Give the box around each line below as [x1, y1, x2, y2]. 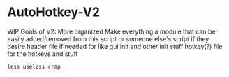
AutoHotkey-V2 [7, 4, 100, 20]
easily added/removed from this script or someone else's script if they [7, 34, 209, 43]
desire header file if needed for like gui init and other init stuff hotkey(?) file [7, 42, 223, 50]
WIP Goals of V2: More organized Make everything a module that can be [7, 27, 216, 36]
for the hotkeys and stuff [7, 50, 78, 58]
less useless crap [7, 63, 61, 70]
